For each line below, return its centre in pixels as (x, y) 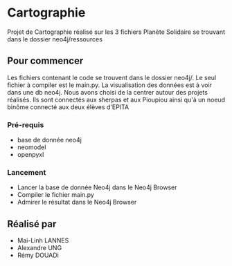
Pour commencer (45, 61)
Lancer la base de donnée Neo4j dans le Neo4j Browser (97, 187)
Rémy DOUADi (38, 255)
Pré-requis (26, 124)
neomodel (32, 147)
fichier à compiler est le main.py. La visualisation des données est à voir (110, 85)
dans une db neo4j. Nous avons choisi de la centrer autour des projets (107, 92)
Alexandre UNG (39, 248)
